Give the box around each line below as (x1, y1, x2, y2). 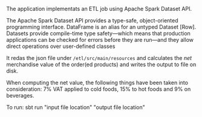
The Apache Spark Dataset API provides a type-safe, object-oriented (6, 17, 178, 24)
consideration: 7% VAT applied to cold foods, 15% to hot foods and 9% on (6, 85, 191, 93)
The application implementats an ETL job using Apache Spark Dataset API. (6, 5, 192, 12)
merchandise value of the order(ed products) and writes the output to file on (6, 61, 197, 68)
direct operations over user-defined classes (6, 42, 116, 50)
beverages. (6, 92, 34, 99)
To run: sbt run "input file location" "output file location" (6, 104, 145, 111)
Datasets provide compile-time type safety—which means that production (6, 30, 191, 37)
